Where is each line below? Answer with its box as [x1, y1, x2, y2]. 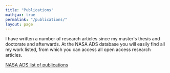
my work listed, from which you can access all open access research [5, 46, 151, 53]
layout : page [5, 21, 33, 27]
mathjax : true [5, 12, 36, 17]
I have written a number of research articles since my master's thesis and [5, 36, 160, 42]
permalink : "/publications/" [5, 17, 68, 22]
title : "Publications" [5, 7, 54, 13]
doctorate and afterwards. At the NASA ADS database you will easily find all [5, 41, 165, 47]
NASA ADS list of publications [5, 62, 68, 68]
